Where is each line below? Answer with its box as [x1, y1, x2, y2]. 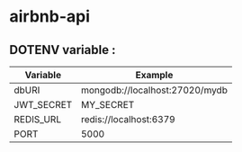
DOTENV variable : [9, 42, 116, 58]
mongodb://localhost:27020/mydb [80, 84, 228, 96]
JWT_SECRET [13, 99, 73, 111]
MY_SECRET [80, 99, 135, 111]
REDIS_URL [13, 113, 61, 125]
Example [135, 69, 174, 81]
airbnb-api [9, 6, 91, 27]
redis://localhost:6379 [80, 113, 175, 125]
